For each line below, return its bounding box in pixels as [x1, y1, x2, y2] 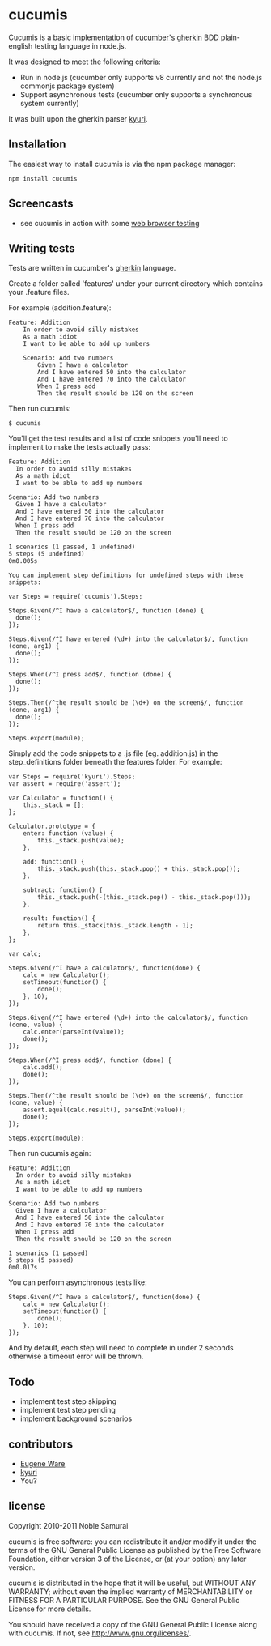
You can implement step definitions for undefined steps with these [8, 571, 244, 580]
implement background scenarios [19, 1414, 133, 1423]
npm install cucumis [8, 174, 78, 183]
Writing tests [8, 241, 75, 255]
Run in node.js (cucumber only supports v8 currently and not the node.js [19, 72, 263, 82]
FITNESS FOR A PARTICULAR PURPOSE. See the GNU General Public [8, 1595, 240, 1605]
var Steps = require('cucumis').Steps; [8, 593, 143, 601]
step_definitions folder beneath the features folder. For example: [8, 757, 222, 767]
